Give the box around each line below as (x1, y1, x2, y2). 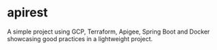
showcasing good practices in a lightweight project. (7, 34, 153, 42)
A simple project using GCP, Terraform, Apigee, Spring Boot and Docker (7, 27, 210, 36)
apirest (7, 5, 48, 21)
